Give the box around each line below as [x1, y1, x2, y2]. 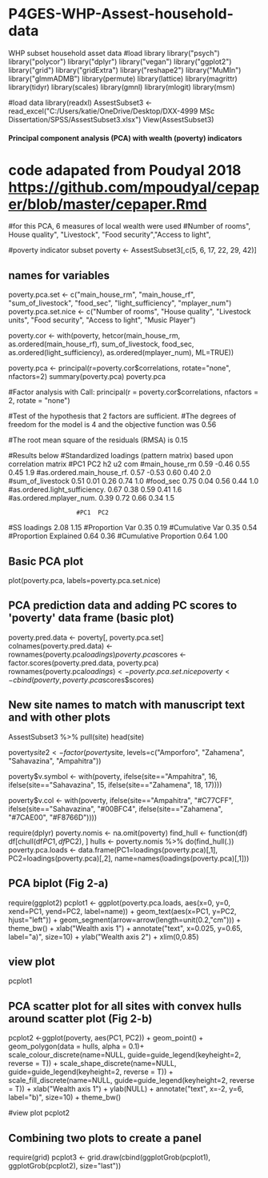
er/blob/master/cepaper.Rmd [8, 195, 207, 213]
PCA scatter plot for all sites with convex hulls [8, 999, 242, 1012]
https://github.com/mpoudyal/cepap [8, 178, 260, 196]
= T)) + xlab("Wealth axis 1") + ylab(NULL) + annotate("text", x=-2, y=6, [8, 1084, 244, 1094]
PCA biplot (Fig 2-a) [8, 877, 109, 890]
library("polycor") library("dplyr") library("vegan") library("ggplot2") [8, 57, 232, 66]
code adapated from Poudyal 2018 [8, 161, 242, 179]
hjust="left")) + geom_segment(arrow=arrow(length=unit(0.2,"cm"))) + [8, 915, 242, 924]
